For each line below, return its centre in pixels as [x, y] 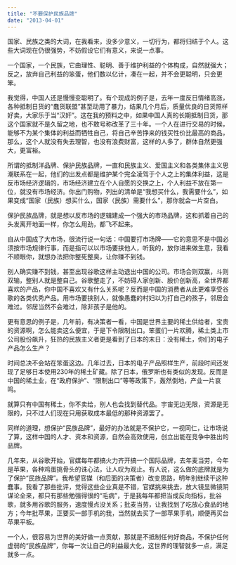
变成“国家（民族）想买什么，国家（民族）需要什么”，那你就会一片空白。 [118, 200]
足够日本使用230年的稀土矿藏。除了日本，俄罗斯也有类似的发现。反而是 [124, 371]
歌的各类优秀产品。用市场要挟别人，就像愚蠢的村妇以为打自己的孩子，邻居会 [118, 298]
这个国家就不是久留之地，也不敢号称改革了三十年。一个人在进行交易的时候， [118, 124]
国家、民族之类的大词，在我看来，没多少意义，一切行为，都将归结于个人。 [115, 41]
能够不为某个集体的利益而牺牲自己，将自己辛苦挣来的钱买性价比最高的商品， [118, 132]
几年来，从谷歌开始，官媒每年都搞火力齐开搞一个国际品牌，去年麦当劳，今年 [118, 460]
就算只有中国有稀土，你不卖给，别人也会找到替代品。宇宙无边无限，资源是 [115, 404]
